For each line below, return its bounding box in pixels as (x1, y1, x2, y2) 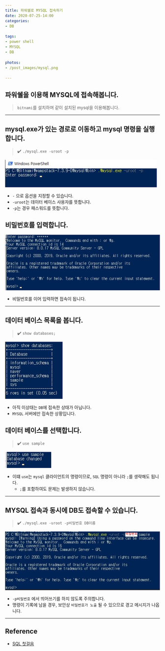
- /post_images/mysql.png (5, 65, 58, 70)
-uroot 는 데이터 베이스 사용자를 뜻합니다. (12, 199, 91, 205)
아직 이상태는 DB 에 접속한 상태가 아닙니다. (12, 404, 92, 410)
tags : (5, 34, 16, 39)
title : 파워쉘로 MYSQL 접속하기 (5, 8, 63, 13)
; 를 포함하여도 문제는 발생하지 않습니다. (19, 486, 96, 492)
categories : (5, 18, 29, 23)
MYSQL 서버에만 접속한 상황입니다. (12, 410, 76, 417)
